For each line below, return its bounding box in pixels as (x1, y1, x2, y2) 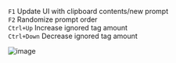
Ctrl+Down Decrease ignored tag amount (8, 31, 138, 40)
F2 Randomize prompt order (8, 15, 98, 24)
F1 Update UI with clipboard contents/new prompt (8, 7, 169, 16)
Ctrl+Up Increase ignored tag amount (8, 23, 128, 32)
